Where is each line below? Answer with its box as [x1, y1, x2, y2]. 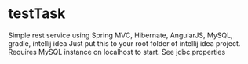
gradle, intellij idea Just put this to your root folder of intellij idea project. [8, 38, 241, 48]
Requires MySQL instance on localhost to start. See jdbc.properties [8, 47, 226, 56]
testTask [8, 5, 66, 23]
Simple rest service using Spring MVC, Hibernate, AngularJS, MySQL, [8, 30, 233, 40]
